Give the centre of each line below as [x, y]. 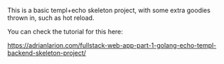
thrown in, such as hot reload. [51, 18]
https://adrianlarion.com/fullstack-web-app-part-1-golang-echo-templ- [112, 45]
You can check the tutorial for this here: [65, 32]
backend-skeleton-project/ [47, 53]
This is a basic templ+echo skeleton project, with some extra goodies [109, 10]
